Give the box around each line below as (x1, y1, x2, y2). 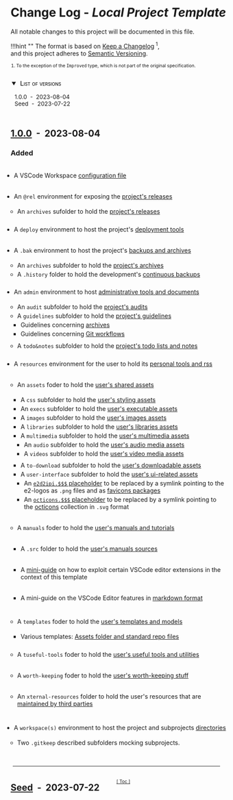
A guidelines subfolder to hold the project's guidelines (16, 312, 172, 320)
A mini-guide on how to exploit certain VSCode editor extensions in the (20, 565, 221, 573)
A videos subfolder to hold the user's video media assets (23, 449, 184, 458)
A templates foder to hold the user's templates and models (16, 618, 183, 626)
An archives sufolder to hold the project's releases (16, 208, 160, 216)
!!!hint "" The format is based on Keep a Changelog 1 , (10, 40, 160, 50)
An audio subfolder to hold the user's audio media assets (23, 440, 185, 449)
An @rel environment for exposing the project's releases (13, 192, 173, 201)
